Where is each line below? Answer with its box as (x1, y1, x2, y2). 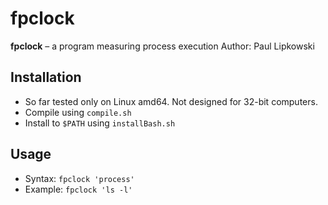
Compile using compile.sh (24, 106, 132, 118)
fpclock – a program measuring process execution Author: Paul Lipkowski (10, 40, 315, 52)
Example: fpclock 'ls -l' (24, 183, 133, 195)
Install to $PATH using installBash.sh (24, 117, 176, 129)
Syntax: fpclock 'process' (24, 172, 135, 184)
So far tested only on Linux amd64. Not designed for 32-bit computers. (24, 95, 318, 107)
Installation (10, 69, 82, 86)
